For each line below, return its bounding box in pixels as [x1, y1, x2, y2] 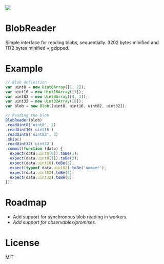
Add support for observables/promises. [12, 219, 96, 226]
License [5, 237, 40, 249]
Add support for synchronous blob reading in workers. [12, 214, 128, 220]
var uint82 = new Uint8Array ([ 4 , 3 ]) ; [5, 94, 88, 99]
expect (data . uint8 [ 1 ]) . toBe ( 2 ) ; [10, 156, 79, 161]
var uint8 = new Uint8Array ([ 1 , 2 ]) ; [5, 85, 86, 90]
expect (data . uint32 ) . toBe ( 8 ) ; [10, 175, 74, 180]
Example [5, 63, 43, 74]
